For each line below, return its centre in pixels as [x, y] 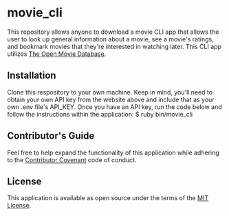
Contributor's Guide [51, 136]
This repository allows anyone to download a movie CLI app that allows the [113, 32]
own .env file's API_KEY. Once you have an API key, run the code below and [115, 107]
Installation [32, 76]
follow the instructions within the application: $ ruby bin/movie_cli [100, 114]
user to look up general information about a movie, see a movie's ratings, [111, 39]
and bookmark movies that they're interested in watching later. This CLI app [115, 46]
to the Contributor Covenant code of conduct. [72, 159]
